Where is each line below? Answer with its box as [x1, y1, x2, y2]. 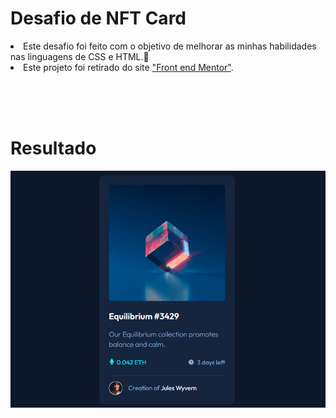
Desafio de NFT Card [10, 7, 187, 30]
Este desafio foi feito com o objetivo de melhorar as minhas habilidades [23, 40, 317, 52]
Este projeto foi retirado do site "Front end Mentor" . [23, 61, 234, 73]
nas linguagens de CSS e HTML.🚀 [10, 50, 150, 62]
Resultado [10, 137, 97, 160]
